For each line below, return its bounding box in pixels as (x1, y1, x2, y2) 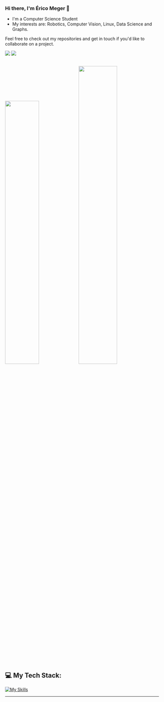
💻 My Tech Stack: (5, 671, 62, 680)
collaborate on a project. (5, 41, 55, 47)
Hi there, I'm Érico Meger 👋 (5, 5, 70, 12)
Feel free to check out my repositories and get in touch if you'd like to (5, 36, 145, 42)
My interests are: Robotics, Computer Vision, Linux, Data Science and (12, 21, 152, 27)
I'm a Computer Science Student (12, 16, 78, 22)
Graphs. (12, 26, 28, 32)
